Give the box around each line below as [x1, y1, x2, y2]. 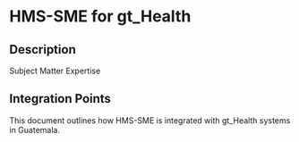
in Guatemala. [9, 124, 61, 135]
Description [9, 42, 76, 57]
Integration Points [9, 91, 112, 106]
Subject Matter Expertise [9, 65, 101, 76]
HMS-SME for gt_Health [9, 6, 192, 27]
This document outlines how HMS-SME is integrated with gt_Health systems [9, 114, 291, 126]
